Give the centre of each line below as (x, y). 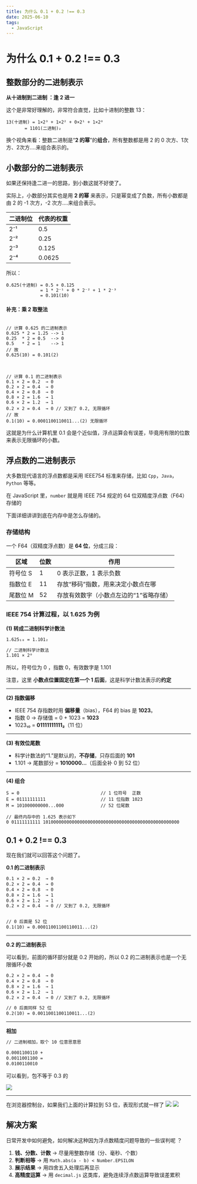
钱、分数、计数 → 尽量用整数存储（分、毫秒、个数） (78, 1153)
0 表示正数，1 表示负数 (89, 573)
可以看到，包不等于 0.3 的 (37, 1075)
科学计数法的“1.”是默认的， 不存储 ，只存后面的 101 (74, 756)
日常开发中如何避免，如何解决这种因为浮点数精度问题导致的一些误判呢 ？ (94, 1140)
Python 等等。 (23, 483)
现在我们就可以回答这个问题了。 (45, 855)
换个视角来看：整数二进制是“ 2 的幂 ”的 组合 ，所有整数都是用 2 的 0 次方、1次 (97, 140)
